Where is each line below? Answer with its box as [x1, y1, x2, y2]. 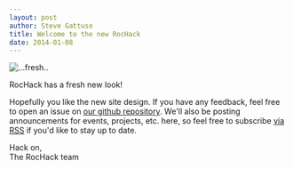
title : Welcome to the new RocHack [9, 29, 141, 38]
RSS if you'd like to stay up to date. [9, 125, 138, 136]
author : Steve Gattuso [9, 21, 93, 30]
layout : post [9, 12, 58, 22]
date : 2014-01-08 [9, 37, 74, 47]
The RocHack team [9, 152, 80, 163]
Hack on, [9, 142, 43, 153]
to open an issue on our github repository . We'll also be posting [9, 106, 242, 117]
